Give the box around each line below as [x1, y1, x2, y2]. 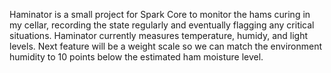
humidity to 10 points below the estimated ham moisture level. [9, 51, 264, 63]
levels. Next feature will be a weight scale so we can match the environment [9, 40, 323, 52]
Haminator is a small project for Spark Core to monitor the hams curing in [9, 9, 311, 20]
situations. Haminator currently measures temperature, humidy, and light [9, 30, 309, 41]
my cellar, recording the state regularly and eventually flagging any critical [9, 19, 315, 31]
